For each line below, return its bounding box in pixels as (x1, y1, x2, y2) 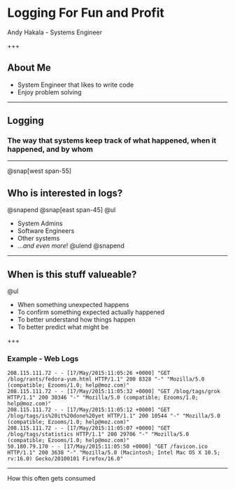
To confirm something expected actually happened (17, 308, 165, 316)
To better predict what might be (17, 323, 109, 332)
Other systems (17, 234, 60, 243)
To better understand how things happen (17, 316, 136, 324)
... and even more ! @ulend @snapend (17, 241, 124, 250)
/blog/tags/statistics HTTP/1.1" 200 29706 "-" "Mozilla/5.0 (7, 431, 190, 438)
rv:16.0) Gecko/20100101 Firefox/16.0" (7, 455, 124, 462)
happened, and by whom (7, 145, 93, 155)
